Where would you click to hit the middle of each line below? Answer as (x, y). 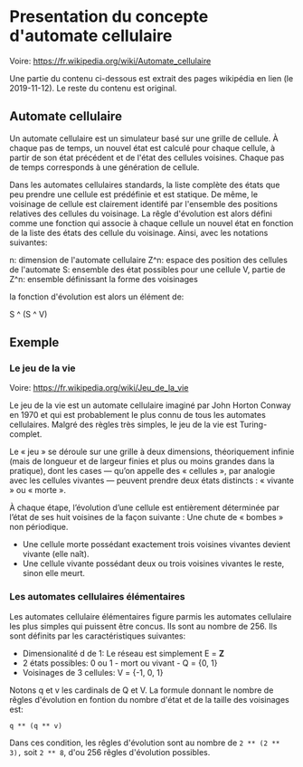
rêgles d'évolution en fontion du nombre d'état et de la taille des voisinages (149, 699)
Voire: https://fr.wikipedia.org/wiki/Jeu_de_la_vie (99, 388)
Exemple (34, 342)
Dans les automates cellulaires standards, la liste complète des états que (145, 185)
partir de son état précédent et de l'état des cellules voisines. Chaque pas (147, 157)
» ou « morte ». (38, 490)
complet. (26, 434)
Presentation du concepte (109, 17)
